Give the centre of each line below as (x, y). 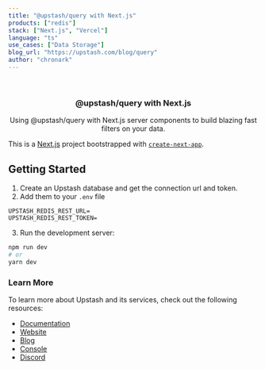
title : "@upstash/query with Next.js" (72, 15)
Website (33, 332)
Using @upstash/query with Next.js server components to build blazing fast (133, 121)
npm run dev (28, 247)
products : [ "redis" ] (42, 23)
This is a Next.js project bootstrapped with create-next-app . (106, 144)
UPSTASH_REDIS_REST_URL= (49, 211)
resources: (26, 308)
